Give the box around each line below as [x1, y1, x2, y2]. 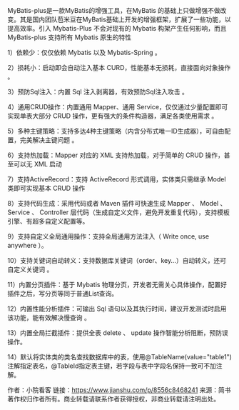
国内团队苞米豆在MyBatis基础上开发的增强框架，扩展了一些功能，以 [31, 15, 232, 24]
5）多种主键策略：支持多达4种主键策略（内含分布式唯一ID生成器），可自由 [7, 127, 225, 135]
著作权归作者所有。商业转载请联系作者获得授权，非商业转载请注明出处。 [7, 395, 220, 403]
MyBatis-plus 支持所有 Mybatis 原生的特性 [7, 33, 132, 41]
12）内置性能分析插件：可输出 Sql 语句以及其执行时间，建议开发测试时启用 [7, 304, 227, 313]
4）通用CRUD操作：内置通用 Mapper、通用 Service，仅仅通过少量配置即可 [7, 103, 228, 111]
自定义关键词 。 [7, 265, 54, 274]
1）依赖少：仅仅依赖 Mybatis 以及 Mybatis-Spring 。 [7, 49, 162, 56]
